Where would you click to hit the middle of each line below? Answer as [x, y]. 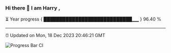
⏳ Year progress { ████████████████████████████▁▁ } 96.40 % [83, 19]
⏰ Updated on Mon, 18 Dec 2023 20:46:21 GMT [55, 35]
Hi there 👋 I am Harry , [33, 8]
